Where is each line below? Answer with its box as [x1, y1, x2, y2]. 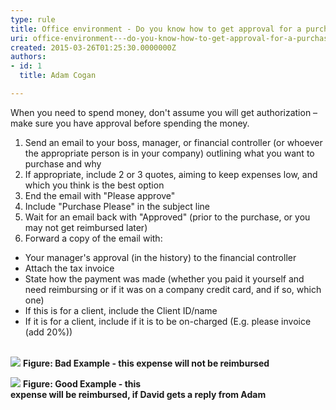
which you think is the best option [24, 179, 165, 191]
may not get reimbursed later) [24, 221, 148, 233]
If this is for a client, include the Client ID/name [24, 304, 218, 316]
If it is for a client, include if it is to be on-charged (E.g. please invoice [24, 315, 312, 327]
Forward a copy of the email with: [24, 232, 163, 244]
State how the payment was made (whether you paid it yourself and [24, 272, 305, 285]
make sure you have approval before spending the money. [10, 117, 250, 129]
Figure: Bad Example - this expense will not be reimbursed [22, 357, 270, 369]
